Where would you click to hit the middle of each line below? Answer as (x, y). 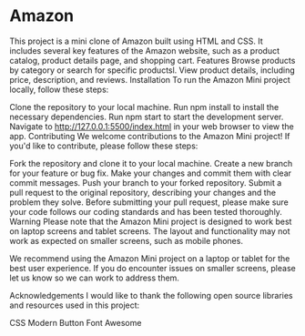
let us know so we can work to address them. (95, 278)
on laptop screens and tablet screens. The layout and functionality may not (150, 231)
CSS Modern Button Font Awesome (76, 322)
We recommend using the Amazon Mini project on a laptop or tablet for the (150, 258)
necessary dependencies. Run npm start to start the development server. (147, 117)
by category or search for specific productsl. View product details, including (152, 70)
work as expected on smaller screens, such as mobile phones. (127, 240)
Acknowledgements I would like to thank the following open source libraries (151, 295)
